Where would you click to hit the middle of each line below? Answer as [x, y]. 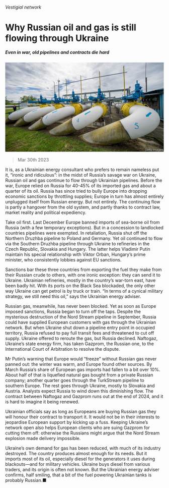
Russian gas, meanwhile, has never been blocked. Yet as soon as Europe [81, 306]
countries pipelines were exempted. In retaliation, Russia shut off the [76, 233]
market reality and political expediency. [46, 212]
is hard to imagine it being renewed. [42, 402]
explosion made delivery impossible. [43, 439]
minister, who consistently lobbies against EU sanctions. [63, 260]
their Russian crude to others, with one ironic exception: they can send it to [83, 275]
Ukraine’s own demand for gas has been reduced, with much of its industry [83, 448]
